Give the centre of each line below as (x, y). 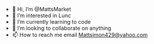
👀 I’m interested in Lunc (42, 15)
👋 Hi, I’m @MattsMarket (42, 9)
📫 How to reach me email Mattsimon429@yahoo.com (80, 35)
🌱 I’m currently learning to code (51, 22)
